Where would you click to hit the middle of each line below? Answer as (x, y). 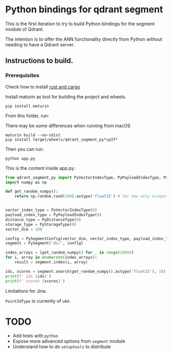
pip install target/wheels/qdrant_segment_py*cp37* (61, 139)
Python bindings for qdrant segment (84, 10)
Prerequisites (22, 76)
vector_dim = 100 (24, 229)
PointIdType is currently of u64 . (38, 301)
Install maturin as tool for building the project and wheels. (66, 97)
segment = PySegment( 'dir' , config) (44, 243)
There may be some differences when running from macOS (68, 126)
